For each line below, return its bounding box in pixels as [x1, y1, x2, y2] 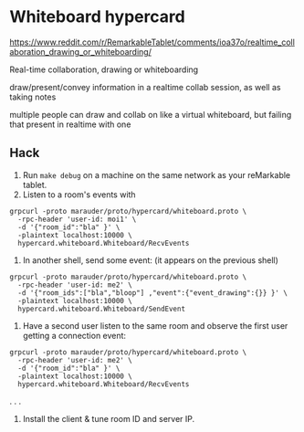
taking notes [9, 91, 57, 102]
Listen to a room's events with [22, 189, 136, 200]
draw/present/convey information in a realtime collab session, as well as [9, 81, 281, 92]
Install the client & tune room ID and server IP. [22, 413, 195, 424]
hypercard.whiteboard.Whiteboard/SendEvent [17, 304, 185, 313]
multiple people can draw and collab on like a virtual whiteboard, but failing [9, 109, 292, 120]
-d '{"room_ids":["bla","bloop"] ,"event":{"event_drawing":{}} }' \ [17, 288, 288, 298]
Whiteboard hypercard [9, 6, 185, 27]
